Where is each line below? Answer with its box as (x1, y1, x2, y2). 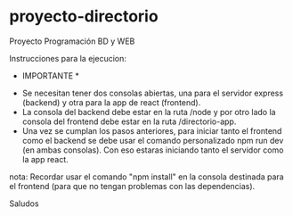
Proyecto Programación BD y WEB (9, 36, 135, 46)
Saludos (9, 198, 39, 209)
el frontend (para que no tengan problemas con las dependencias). (9, 180, 256, 191)
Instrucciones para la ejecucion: (9, 53, 126, 63)
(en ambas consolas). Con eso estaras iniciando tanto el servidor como (21, 145, 284, 155)
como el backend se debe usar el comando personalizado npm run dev (21, 135, 284, 145)
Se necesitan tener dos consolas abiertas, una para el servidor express (21, 87, 283, 98)
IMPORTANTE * (21, 70, 80, 81)
